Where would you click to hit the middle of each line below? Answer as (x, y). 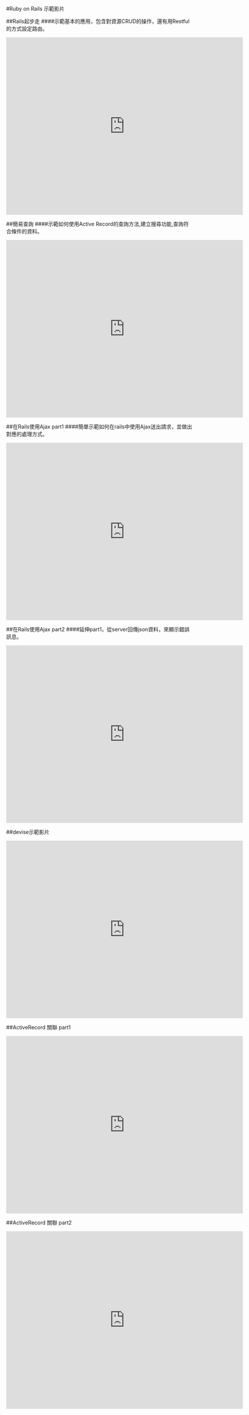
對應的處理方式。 (27, 434)
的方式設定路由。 (27, 29)
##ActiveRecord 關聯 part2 (39, 1223)
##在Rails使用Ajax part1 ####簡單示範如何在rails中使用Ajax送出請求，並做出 (99, 427)
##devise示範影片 (28, 832)
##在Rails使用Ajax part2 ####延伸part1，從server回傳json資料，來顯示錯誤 (98, 629)
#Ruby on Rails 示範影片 (35, 9)
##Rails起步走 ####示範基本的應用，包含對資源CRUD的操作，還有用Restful (98, 21)
